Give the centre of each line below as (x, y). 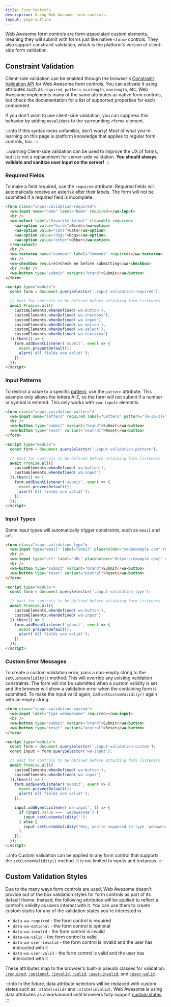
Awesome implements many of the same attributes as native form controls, (84, 95)
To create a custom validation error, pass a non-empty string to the (76, 673)
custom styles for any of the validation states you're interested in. (74, 911)
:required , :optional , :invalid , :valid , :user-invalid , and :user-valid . (81, 973)
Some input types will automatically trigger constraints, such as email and (83, 530)
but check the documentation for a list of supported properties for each (80, 100)
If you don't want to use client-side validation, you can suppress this (77, 116)
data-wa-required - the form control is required (62, 920)
